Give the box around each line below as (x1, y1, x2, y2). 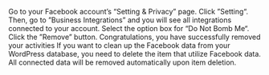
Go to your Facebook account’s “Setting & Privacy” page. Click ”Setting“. (8, 7, 249, 16)
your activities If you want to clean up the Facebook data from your (8, 41, 230, 50)
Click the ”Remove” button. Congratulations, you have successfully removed (8, 32, 261, 41)
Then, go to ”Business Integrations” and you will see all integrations (8, 15, 232, 25)
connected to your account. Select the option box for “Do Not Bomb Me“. (8, 24, 250, 33)
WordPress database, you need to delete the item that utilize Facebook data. (8, 49, 261, 58)
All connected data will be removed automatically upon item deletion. (8, 57, 237, 67)
